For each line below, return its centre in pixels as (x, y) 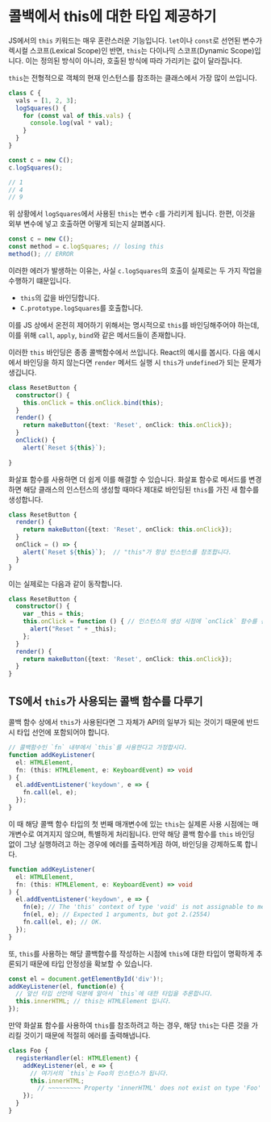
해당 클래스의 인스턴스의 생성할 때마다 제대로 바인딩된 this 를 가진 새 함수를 (141, 489)
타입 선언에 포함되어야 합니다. (63, 732)
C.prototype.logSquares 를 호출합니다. (81, 308)
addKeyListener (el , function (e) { (67, 986)
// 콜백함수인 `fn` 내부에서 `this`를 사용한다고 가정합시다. (98, 747)
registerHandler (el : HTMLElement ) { (77, 1058)
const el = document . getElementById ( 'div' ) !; (86, 979)
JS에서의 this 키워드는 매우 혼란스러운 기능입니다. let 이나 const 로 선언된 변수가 (135, 40)
